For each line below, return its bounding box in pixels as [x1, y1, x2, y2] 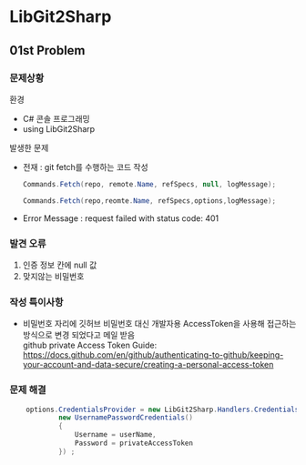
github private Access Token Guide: [22, 339, 158, 351]
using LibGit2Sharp [22, 123, 96, 134]
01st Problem [9, 43, 86, 58]
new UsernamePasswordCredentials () [57, 413, 194, 422]
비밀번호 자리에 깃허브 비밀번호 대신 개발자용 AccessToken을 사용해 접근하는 [22, 318, 297, 329]
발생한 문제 [9, 142, 49, 153]
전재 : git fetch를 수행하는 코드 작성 [22, 161, 148, 172]
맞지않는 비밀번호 [22, 270, 85, 281]
